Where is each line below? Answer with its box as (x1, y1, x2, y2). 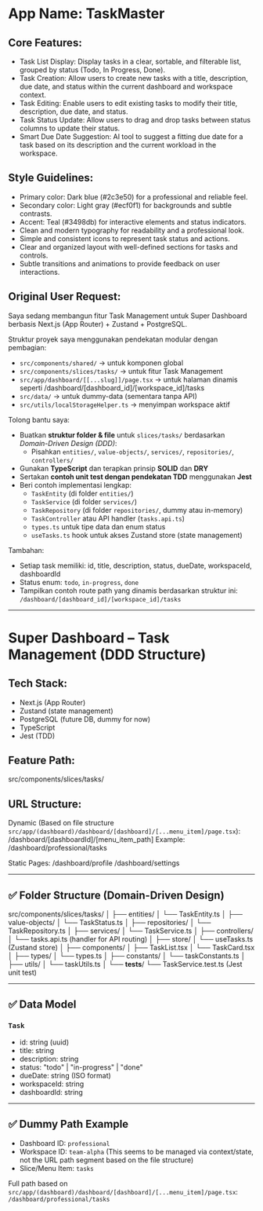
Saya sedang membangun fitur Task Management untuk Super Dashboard (8, 311, 248, 320)
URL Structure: (8, 797, 82, 810)
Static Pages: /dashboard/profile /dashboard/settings (8, 858, 180, 868)
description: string (19, 1054, 79, 1063)
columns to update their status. (19, 123, 121, 133)
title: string (19, 1045, 55, 1055)
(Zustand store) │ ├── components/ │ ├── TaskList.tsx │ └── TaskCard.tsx (8, 943, 255, 953)
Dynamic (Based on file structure (8, 818, 115, 828)
